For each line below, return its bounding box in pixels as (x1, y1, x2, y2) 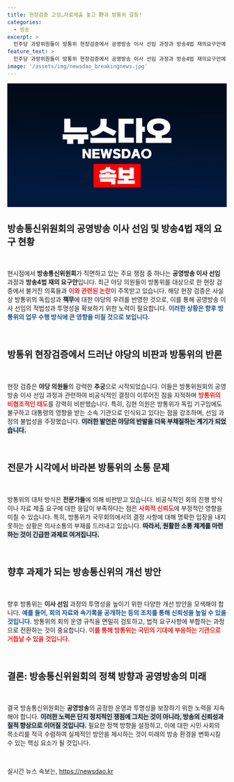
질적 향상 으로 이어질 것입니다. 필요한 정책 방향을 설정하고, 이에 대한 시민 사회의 (7, 721, 221, 730)
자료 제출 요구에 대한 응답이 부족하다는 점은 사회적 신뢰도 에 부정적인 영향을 (19, 504, 223, 512)
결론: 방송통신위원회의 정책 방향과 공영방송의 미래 (7, 670, 207, 682)
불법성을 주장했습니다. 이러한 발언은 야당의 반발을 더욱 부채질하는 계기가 (19, 417, 214, 426)
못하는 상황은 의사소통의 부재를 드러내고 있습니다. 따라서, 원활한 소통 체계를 (7, 521, 211, 530)
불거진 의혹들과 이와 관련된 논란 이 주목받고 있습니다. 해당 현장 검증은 (25, 287, 211, 295)
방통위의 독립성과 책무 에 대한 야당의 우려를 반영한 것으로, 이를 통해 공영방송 (14, 296, 219, 304)
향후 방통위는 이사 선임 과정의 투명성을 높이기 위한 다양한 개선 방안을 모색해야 (7, 600, 217, 608)
